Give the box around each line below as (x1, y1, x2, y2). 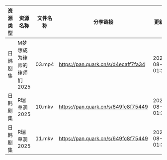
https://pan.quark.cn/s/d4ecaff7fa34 (59, 61, 146, 68)
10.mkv (35, 103, 54, 110)
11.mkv (35, 135, 54, 142)
